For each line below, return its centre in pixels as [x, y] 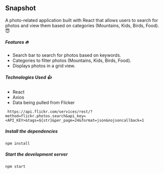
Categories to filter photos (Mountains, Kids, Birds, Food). [72, 60]
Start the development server [36, 155]
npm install [17, 143]
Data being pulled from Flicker [43, 102]
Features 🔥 [17, 42]
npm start [15, 167]
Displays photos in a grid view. [44, 66]
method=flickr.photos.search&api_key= [45, 116]
